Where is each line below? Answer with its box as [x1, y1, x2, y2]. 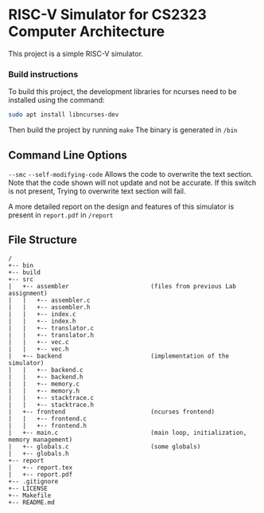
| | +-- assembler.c [8, 296, 91, 304]
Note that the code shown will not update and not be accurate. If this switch [8, 178, 257, 187]
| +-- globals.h [8, 449, 69, 457]
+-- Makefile [8, 491, 52, 499]
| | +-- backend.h [8, 373, 83, 381]
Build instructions [8, 69, 79, 80]
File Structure [8, 233, 77, 247]
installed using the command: [8, 96, 105, 105]
